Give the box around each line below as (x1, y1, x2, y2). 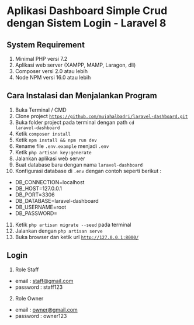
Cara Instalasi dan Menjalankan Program (6, 91, 157, 101)
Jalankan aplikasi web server (15, 155, 85, 162)
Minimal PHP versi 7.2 (15, 56, 68, 62)
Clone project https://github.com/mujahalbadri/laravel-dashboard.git (15, 112, 188, 119)
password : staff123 (15, 283, 63, 291)
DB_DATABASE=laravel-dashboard (15, 197, 99, 204)
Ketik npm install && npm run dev (15, 136, 97, 143)
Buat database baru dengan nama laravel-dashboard (15, 161, 143, 168)
